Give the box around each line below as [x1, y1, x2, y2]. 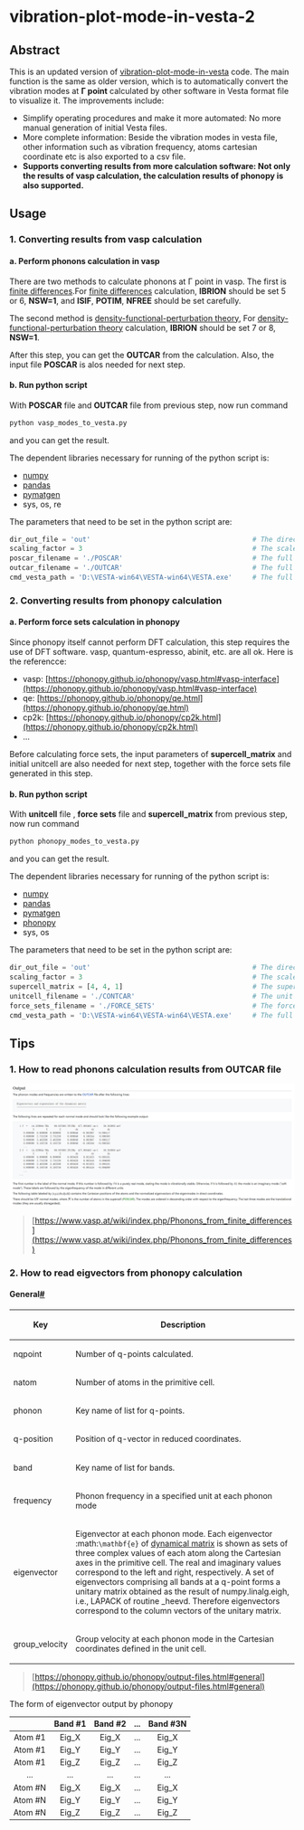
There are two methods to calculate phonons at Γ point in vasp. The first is [9, 276, 287, 287]
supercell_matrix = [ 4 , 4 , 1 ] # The [9, 981, 273, 991]
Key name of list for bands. [75, 1462, 176, 1473]
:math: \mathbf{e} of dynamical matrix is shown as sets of [75, 1538, 288, 1549]
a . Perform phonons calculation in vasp [9, 255, 160, 266]
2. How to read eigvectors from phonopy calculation [9, 1266, 242, 1279]
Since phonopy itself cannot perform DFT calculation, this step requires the [9, 637, 290, 648]
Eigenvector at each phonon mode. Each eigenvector [75, 1529, 273, 1540]
